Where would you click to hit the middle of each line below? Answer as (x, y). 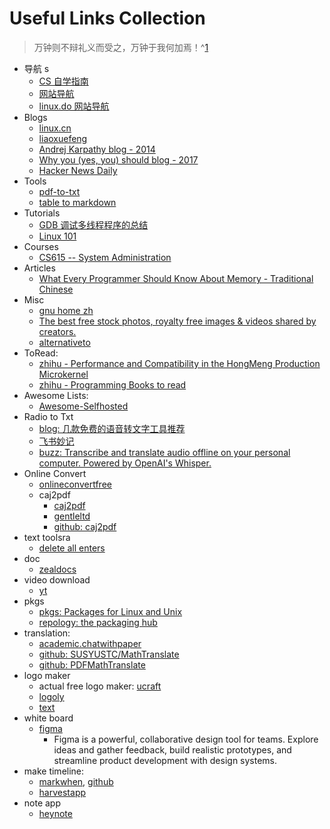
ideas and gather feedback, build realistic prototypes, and (172, 749)
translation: (47, 633)
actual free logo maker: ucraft (100, 686)
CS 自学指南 (63, 81)
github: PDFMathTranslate (92, 664)
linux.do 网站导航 (74, 106)
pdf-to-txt (59, 191)
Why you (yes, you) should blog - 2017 (118, 159)
